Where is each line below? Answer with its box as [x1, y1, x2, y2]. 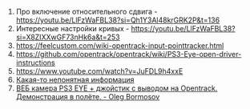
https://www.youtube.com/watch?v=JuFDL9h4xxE [15, 67, 183, 75]
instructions [15, 58, 56, 67]
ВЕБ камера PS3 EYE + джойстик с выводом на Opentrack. [15, 83, 218, 93]
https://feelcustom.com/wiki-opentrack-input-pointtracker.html [15, 41, 224, 50]
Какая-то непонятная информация [15, 75, 135, 84]
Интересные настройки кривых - [15, 24, 130, 33]
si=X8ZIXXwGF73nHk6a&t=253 [15, 32, 120, 42]
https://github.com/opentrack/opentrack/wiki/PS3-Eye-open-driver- [15, 50, 242, 59]
